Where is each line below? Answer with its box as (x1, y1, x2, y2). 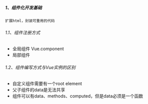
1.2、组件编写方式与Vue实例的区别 (5, 64, 76, 70)
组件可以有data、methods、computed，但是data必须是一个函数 (12, 93, 144, 99)
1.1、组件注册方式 (5, 29, 41, 35)
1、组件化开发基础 (5, 4, 42, 10)
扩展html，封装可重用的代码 (5, 18, 55, 23)
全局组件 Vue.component (12, 46, 64, 52)
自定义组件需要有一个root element (12, 81, 82, 87)
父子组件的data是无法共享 (12, 87, 66, 93)
